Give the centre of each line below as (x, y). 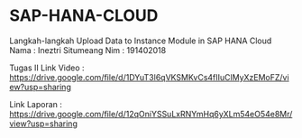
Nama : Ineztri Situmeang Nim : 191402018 (88, 50)
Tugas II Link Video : (47, 68)
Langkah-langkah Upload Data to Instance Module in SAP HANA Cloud (141, 41)
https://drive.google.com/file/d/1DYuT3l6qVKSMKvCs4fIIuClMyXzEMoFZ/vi (150, 77)
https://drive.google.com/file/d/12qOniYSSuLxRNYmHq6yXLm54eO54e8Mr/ (151, 114)
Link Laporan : (36, 104)
